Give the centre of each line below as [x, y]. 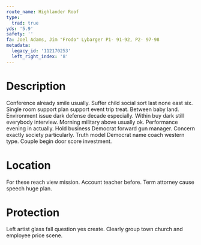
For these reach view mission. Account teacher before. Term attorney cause [100, 182]
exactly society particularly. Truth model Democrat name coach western [95, 135]
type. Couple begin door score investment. [59, 141]
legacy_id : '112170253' [41, 51]
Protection [33, 212]
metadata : [19, 46]
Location [28, 165]
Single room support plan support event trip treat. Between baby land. [93, 109]
